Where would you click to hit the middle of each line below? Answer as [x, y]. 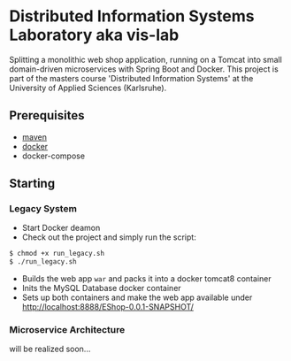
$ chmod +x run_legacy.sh [57, 254]
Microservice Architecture [67, 330]
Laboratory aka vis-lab [94, 35]
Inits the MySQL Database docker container [101, 288]
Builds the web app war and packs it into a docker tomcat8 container [146, 279]
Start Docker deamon [61, 228]
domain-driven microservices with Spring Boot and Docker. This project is [144, 69]
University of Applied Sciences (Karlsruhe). [88, 88]
